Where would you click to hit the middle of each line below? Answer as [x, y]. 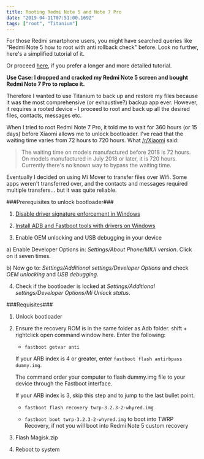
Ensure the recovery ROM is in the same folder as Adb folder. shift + [101, 328]
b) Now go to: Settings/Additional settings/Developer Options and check [97, 268]
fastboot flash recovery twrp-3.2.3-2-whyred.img [89, 408]
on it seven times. [28, 256]
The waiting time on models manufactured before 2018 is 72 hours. [106, 152]
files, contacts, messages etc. [44, 116]
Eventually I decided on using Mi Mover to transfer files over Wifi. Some [97, 177]
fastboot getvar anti [52, 347]
